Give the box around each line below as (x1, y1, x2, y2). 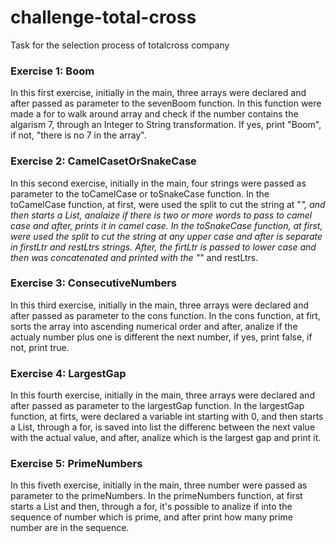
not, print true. (10, 341, 70, 353)
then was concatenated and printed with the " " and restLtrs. (10, 251, 259, 263)
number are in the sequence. (10, 522, 130, 534)
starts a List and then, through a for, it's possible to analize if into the (10, 501, 293, 513)
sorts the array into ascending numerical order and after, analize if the (10, 320, 298, 332)
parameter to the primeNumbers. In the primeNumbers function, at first (10, 490, 303, 502)
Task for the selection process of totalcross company (10, 39, 230, 51)
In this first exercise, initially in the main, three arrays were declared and (10, 87, 307, 99)
